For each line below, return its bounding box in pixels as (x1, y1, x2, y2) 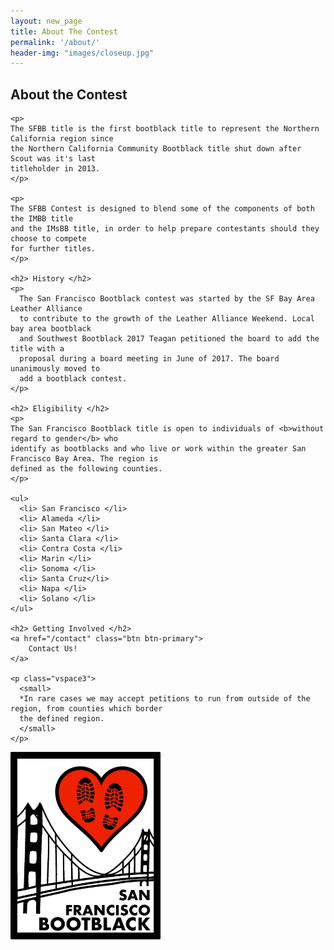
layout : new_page (10, 16, 83, 26)
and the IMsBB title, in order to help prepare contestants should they (10, 224, 320, 234)
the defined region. (19, 714, 105, 724)
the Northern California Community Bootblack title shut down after (10, 144, 302, 154)
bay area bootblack (10, 324, 92, 334)
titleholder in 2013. (10, 164, 101, 174)
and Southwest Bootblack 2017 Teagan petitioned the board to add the (19, 334, 320, 344)
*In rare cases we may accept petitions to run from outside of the (19, 694, 311, 704)
